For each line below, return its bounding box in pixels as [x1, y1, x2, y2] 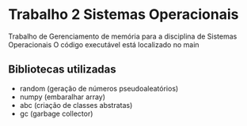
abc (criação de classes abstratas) [19, 100, 133, 109]
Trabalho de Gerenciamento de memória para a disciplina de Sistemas [8, 31, 237, 41]
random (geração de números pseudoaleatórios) [19, 83, 179, 93]
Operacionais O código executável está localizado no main [8, 39, 199, 49]
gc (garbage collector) [19, 109, 93, 118]
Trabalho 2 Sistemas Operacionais [8, 6, 239, 24]
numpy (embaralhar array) [19, 92, 105, 102]
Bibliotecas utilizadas [8, 63, 116, 76]
